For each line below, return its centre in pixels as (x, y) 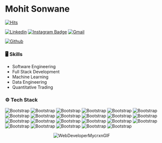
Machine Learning (30, 77)
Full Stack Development (36, 72)
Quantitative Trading (33, 87)
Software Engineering (34, 67)
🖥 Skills (14, 54)
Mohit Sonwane (37, 9)
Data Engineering (29, 82)
